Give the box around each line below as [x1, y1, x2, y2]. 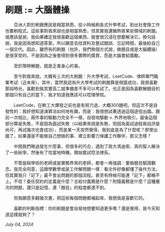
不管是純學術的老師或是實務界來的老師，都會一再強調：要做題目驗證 [13, 160, 151, 166]
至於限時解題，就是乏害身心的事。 [13, 62, 82, 69]
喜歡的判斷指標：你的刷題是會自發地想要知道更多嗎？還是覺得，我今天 [13, 205, 156, 211]
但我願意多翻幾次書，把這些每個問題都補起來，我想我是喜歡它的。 [13, 195, 147, 201]
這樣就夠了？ [9, 211, 35, 217]
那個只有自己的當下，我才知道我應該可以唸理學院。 [5, 91, 109, 97]
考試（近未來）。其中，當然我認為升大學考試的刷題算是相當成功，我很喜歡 [9, 79, 158, 85]
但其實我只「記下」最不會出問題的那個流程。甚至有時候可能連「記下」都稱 [5, 172, 156, 178]
